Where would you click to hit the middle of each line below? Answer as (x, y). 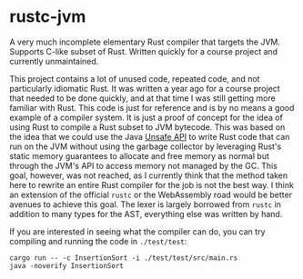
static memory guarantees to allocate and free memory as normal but (140, 155)
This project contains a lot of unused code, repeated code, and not (135, 78)
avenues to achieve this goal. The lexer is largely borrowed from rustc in (146, 204)
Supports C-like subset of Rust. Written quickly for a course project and (144, 51)
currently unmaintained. (54, 61)
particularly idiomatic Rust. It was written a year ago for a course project (145, 88)
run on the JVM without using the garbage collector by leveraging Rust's (146, 146)
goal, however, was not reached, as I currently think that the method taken (149, 175)
